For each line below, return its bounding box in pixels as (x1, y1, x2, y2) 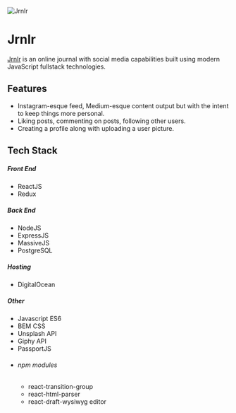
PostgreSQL (17, 246, 53, 255)
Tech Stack (7, 145, 58, 157)
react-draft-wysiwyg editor (27, 397, 107, 406)
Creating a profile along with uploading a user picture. (17, 124, 175, 132)
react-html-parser (27, 390, 81, 399)
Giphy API (17, 337, 47, 346)
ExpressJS (17, 231, 49, 240)
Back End (7, 206, 36, 214)
